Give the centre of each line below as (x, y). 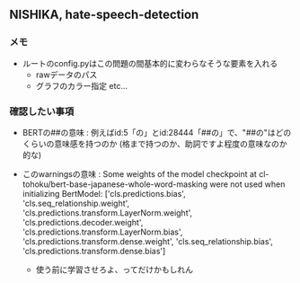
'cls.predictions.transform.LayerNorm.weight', (107, 212)
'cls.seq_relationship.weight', (76, 203)
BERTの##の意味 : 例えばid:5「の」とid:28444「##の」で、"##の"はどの (157, 132)
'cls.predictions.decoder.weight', (83, 222)
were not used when (247, 184)
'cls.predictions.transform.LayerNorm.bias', (102, 232)
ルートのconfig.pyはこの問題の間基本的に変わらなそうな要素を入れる (150, 63)
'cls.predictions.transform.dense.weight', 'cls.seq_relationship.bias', (148, 241)
